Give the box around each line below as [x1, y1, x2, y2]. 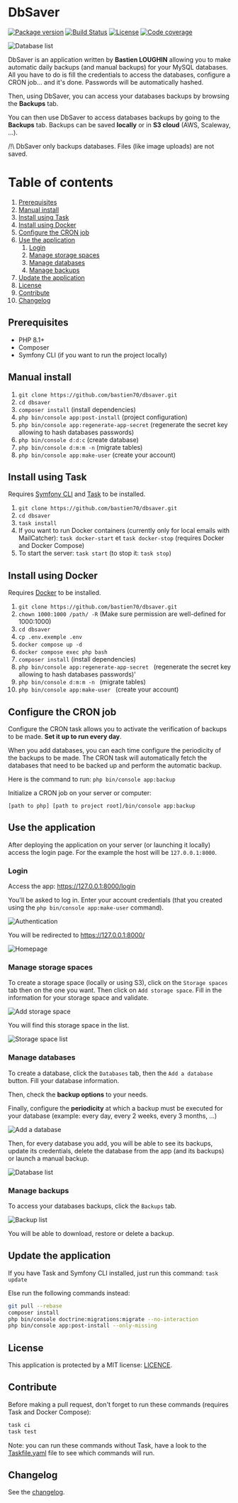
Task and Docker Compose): [8, 1408, 91, 1416]
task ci [8, 1421, 31, 1428]
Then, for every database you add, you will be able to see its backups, [8, 1138, 213, 1148]
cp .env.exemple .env [18, 634, 82, 641]
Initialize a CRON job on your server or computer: [8, 788, 152, 797]
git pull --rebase [8, 1302, 62, 1310]
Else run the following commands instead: [8, 1288, 130, 1297]
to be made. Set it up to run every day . [8, 732, 123, 740]
